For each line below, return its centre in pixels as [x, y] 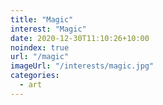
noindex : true [40, 47]
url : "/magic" [40, 57]
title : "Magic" [42, 19]
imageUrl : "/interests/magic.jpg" [82, 66]
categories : [35, 76]
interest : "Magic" [48, 29]
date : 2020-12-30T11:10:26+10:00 [80, 38]
